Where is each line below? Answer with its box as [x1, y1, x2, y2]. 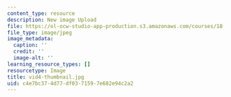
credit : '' [13, 48, 45, 55]
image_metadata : [7, 36, 54, 42]
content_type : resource [7, 10, 76, 17]
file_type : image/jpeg [7, 29, 72, 36]
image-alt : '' [13, 55, 54, 61]
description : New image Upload [7, 16, 97, 23]
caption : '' [13, 42, 48, 48]
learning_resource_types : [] [7, 61, 91, 68]
